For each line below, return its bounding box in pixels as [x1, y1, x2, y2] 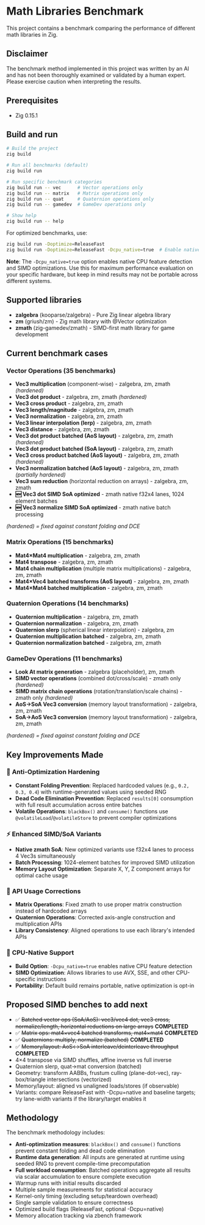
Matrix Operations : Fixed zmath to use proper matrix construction [15, 901, 182, 908]
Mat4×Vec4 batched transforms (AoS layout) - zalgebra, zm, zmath [15, 578, 189, 585]
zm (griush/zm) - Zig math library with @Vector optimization [15, 317, 167, 325]
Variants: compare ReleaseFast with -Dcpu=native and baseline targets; [15, 1088, 196, 1096]
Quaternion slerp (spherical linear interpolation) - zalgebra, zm [15, 626, 174, 633]
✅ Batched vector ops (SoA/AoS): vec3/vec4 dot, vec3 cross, [15, 1016, 171, 1023]
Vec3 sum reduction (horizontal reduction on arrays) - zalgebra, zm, [15, 478, 189, 485]
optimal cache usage [15, 872, 68, 879]
